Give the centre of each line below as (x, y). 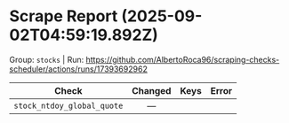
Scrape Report (64, 16)
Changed (152, 90)
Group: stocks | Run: (47, 59)
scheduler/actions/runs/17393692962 (79, 69)
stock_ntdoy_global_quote (68, 105)
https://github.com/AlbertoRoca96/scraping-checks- (183, 59)
